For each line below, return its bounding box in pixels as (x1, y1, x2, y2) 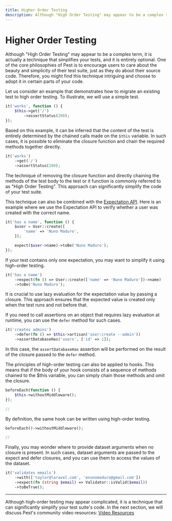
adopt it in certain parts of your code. (5, 78, 84, 85)
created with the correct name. (5, 210, 71, 216)
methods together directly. (5, 143, 61, 150)
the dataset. (5, 461, 31, 467)
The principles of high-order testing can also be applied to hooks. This (5, 362, 154, 368)
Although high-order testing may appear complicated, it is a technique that (5, 498, 163, 505)
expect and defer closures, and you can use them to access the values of (5, 455, 160, 461)
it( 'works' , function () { (5, 103, 63, 109)
